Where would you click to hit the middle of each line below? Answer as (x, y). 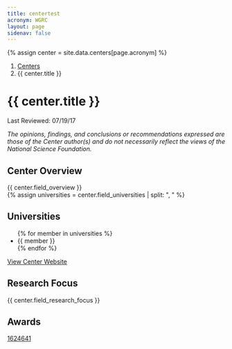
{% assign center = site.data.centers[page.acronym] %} (87, 53)
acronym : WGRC (28, 20)
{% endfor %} (37, 248)
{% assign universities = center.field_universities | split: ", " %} (96, 195)
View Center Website (37, 262)
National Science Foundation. (50, 149)
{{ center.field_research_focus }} (54, 300)
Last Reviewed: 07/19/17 (42, 121)
